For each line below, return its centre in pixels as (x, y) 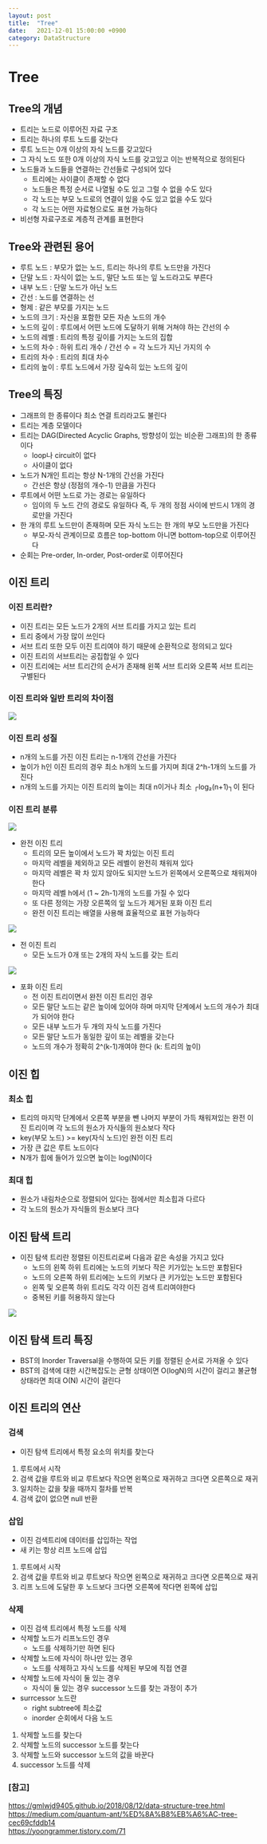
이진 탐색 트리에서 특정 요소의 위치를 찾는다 (87, 1452)
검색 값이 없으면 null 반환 (59, 1498)
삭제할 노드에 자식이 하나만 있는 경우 (76, 1658)
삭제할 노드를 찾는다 (51, 1735)
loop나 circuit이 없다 (64, 455)
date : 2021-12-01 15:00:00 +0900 (67, 30)
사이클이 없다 (52, 465)
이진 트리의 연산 (45, 1408)
